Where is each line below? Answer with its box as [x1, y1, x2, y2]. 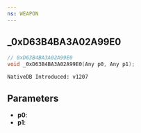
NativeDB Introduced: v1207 [7, 74, 89, 81]
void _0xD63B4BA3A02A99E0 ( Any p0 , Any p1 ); [7, 61, 135, 68]
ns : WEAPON [7, 10, 39, 17]
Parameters [7, 92, 59, 104]
